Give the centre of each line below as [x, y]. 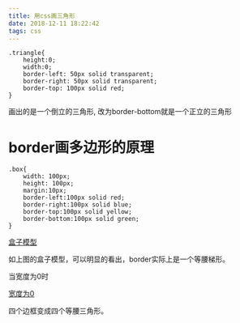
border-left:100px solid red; [74, 198]
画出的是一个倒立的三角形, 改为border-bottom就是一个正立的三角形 [120, 112]
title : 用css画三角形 [42, 16]
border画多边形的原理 [81, 147]
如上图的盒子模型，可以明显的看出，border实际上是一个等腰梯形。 [119, 259]
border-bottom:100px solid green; [81, 219]
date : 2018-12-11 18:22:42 [54, 23]
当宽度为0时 [28, 277]
